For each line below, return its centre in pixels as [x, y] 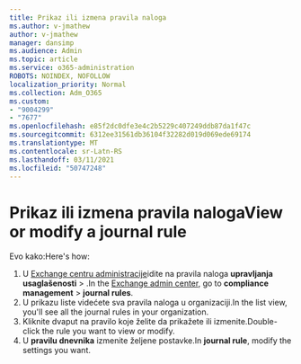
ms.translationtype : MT [54, 143]
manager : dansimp [42, 43]
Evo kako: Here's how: [49, 256]
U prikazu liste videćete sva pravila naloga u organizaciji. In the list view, [155, 303]
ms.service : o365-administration [72, 68]
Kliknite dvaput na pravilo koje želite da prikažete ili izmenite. [135, 322]
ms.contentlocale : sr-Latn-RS [66, 151]
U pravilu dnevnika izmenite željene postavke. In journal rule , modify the [157, 341]
